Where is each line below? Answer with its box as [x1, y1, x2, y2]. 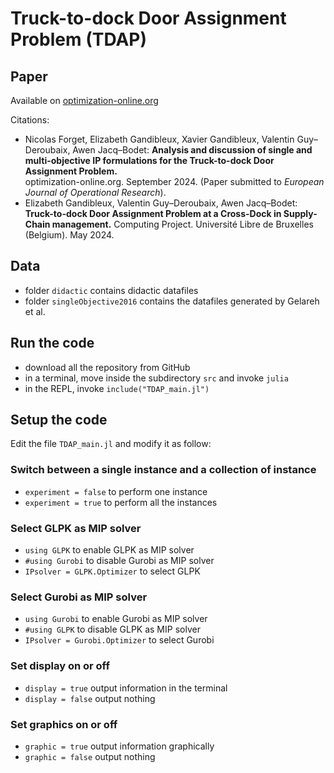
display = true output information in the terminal [24, 682, 228, 694]
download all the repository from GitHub [24, 361, 191, 373]
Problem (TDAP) [10, 28, 148, 51]
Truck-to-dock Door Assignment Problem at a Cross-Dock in [24, 208, 282, 219]
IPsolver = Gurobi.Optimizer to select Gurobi [24, 634, 215, 646]
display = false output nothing [24, 692, 156, 704]
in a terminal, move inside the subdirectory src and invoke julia [24, 372, 289, 384]
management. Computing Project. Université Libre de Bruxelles [51, 218, 314, 230]
